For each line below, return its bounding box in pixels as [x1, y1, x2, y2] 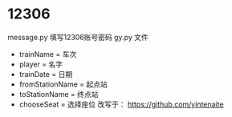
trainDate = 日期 [18, 69, 73, 79]
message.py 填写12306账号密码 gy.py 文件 [7, 32, 149, 42]
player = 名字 [18, 59, 63, 69]
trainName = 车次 [18, 49, 77, 58]
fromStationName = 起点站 [18, 79, 108, 89]
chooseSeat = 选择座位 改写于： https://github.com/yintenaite [18, 99, 224, 109]
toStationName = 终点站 [18, 89, 99, 99]
